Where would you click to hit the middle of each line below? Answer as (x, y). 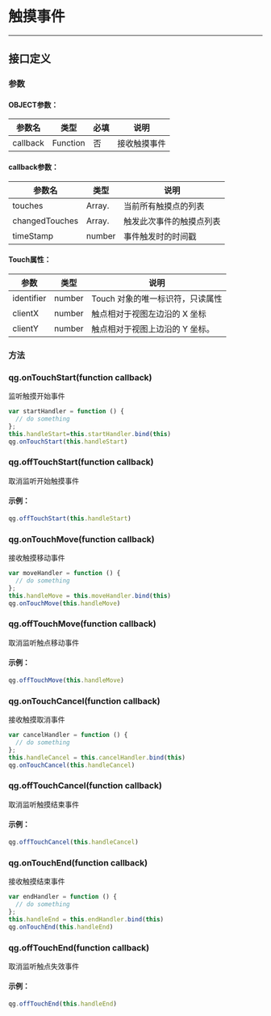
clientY (25, 328)
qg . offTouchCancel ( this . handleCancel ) (73, 842)
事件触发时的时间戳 (160, 236)
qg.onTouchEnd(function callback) (78, 862)
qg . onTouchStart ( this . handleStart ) (68, 442)
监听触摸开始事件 (37, 396)
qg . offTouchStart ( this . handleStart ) (70, 519)
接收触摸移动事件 (37, 558)
